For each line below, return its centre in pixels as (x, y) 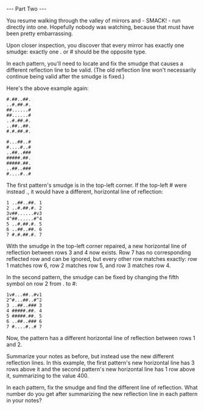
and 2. (14, 344)
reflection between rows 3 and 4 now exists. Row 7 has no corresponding (99, 252)
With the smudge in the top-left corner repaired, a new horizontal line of (97, 246)
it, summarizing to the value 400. (48, 376)
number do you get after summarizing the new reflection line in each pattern (102, 394)
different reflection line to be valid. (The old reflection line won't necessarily (101, 70)
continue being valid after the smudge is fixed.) (65, 76)
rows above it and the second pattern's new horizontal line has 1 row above (101, 369)
